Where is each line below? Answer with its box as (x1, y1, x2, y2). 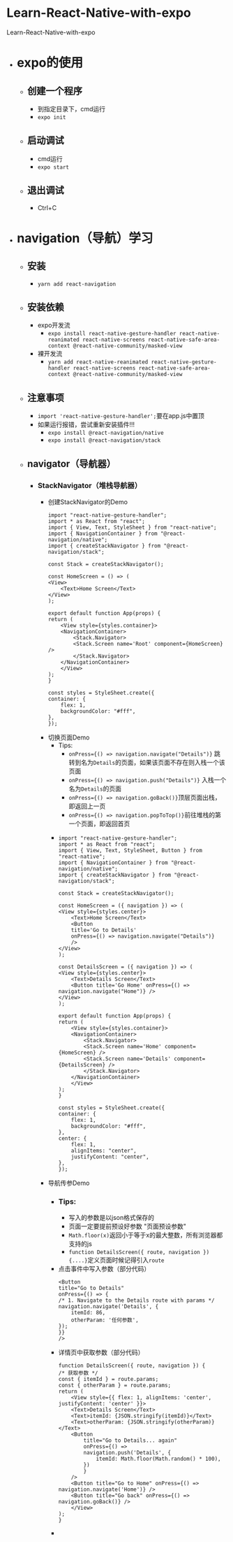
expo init (37, 113, 66, 120)
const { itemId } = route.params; (58, 1376, 159, 1383)
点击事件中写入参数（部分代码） (58, 1265, 151, 1273)
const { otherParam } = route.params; (58, 1382, 172, 1389)
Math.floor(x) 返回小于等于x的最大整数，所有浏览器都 (68, 1231, 223, 1239)
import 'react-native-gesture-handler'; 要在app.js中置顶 (37, 412, 205, 420)
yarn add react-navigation (37, 280, 116, 288)
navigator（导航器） (27, 457, 116, 470)
